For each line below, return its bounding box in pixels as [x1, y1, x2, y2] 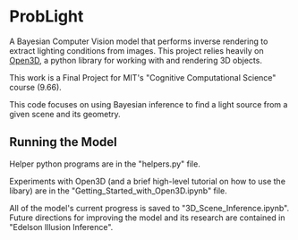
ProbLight [9, 6, 84, 27]
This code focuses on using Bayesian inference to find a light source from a [9, 99, 288, 109]
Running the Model [9, 134, 118, 150]
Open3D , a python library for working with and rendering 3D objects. [9, 55, 262, 65]
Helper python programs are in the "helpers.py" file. [9, 159, 201, 169]
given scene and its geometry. [9, 108, 121, 119]
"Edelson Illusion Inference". [9, 221, 114, 232]
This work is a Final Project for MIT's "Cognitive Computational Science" [9, 72, 277, 82]
